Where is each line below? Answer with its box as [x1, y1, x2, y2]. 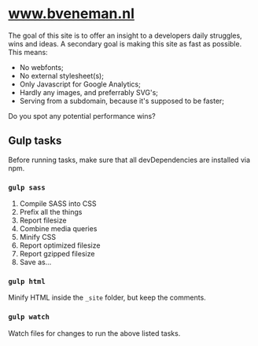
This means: [8, 47, 49, 57]
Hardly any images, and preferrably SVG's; [19, 87, 159, 97]
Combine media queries [19, 224, 98, 234]
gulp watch [8, 312, 50, 322]
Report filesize [19, 215, 67, 225]
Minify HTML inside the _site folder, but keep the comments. [8, 293, 206, 303]
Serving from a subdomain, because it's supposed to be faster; [19, 96, 225, 105]
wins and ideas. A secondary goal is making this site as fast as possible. [8, 39, 242, 48]
